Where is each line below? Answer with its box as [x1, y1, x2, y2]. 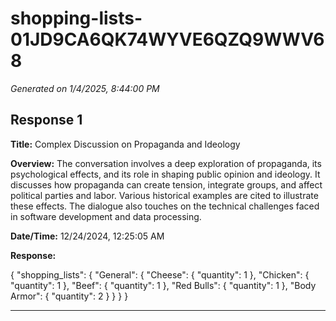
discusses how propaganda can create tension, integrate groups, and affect [10, 178, 323, 191]
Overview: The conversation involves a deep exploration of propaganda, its [10, 157, 322, 169]
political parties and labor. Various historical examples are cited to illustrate [10, 189, 319, 201]
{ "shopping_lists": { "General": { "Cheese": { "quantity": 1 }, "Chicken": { [10, 268, 310, 281]
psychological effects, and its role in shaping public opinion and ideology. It [10, 168, 321, 180]
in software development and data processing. [10, 210, 202, 222]
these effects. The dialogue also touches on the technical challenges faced [10, 200, 320, 212]
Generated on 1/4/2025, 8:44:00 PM [10, 82, 160, 94]
